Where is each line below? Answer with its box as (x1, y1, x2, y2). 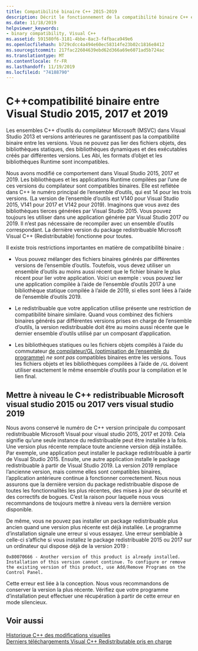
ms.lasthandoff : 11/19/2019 (6, 63, 75, 70)
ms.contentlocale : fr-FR (6, 58, 67, 64)
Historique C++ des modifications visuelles (6, 631, 111, 639)
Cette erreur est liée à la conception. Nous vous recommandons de (6, 580, 169, 586)
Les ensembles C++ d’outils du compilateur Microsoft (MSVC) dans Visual (6, 127, 186, 134)
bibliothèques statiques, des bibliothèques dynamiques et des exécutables (6, 146, 187, 153)
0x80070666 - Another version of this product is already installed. (6, 554, 181, 560)
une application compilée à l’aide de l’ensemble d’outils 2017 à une (14, 281, 176, 288)
